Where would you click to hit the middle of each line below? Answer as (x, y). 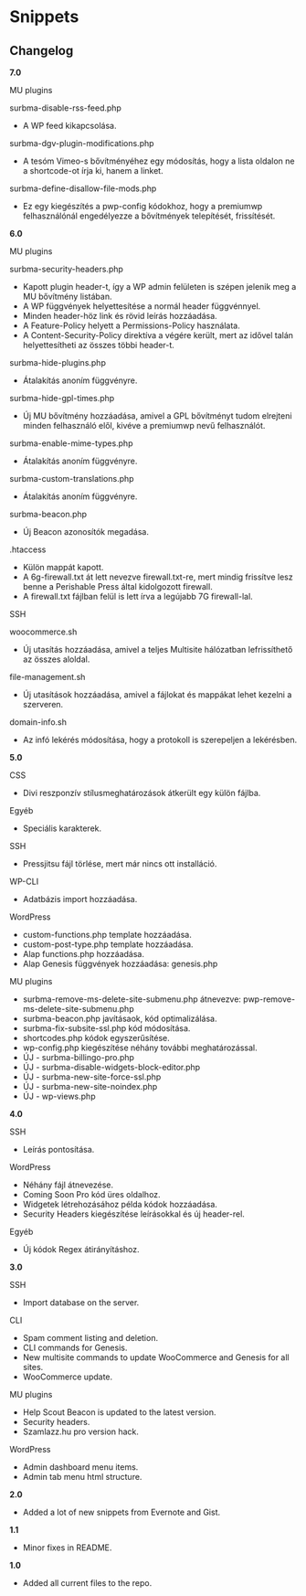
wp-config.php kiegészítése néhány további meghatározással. (140, 1048)
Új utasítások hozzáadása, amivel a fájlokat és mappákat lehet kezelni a (157, 695)
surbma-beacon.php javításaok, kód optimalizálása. (120, 1018)
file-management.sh (47, 677)
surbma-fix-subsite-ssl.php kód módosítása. (106, 1028)
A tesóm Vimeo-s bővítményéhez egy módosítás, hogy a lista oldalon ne (158, 161)
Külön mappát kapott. (63, 567)
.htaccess (28, 549)
